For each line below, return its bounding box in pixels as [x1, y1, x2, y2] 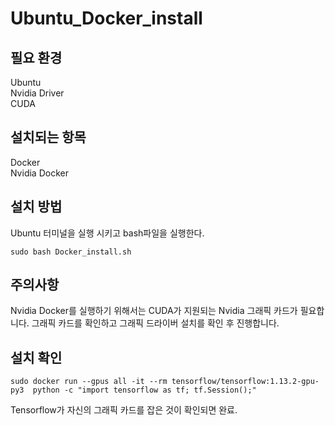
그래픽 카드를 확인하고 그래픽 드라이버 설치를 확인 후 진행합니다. [31, 317, 280, 329]
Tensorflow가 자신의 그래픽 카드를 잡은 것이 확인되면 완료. [10, 404, 238, 416]
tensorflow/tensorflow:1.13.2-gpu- [171, 377, 320, 387]
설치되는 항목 [10, 129, 87, 146]
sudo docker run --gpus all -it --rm [10, 377, 168, 387]
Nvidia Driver [10, 87, 65, 99]
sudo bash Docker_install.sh [10, 247, 132, 257]
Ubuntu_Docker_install [10, 7, 203, 30]
